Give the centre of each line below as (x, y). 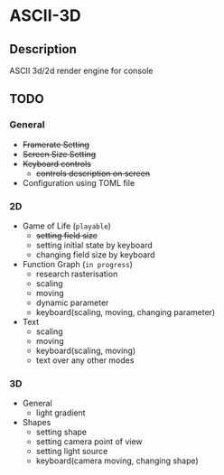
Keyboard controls (57, 163)
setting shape (61, 432)
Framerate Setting (56, 144)
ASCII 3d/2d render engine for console (81, 70)
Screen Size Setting (59, 154)
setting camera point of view (89, 442)
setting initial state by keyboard (94, 245)
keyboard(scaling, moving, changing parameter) (126, 312)
